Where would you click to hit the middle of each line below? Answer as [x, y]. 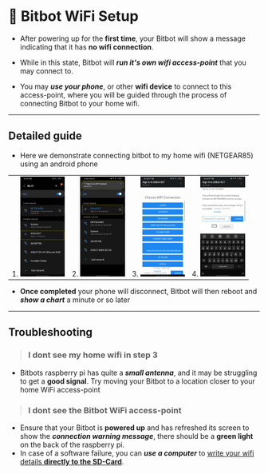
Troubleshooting [51, 332]
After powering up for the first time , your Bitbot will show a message [132, 38]
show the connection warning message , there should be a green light [136, 436]
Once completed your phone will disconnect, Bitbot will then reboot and [138, 291]
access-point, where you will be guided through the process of [123, 94]
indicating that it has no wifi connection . [87, 46]
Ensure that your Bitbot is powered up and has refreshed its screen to [134, 428]
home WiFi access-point [60, 389]
